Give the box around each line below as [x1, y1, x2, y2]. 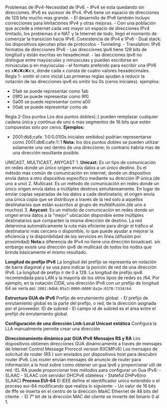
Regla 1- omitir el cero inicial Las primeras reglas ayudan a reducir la [5, 73, 145, 79]
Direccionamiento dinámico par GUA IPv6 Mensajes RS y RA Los [5, 335, 141, 341]
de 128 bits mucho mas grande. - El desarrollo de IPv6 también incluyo [5, 15, 150, 20]
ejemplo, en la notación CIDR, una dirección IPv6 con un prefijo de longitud [5, 280, 159, 286]
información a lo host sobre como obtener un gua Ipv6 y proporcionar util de [5, 362, 162, 368]
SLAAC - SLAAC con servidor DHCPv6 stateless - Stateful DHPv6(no [5, 373, 147, 378]
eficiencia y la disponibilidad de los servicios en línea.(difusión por [5, 233, 142, 239]
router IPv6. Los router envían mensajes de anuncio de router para [5, 357, 141, 362]
